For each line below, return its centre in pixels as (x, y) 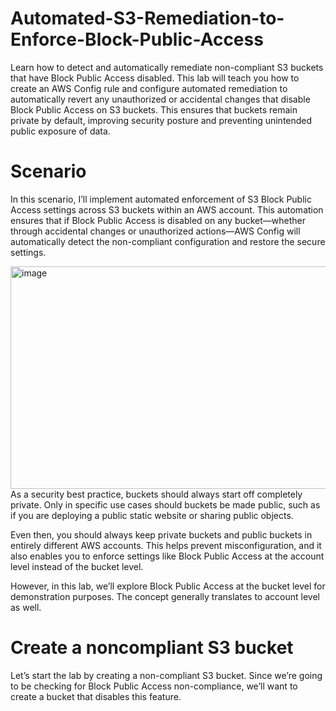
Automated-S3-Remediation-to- (147, 18)
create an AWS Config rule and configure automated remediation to (149, 88)
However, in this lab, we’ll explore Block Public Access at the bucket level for (168, 586)
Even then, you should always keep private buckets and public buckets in (161, 534)
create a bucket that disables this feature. (96, 696)
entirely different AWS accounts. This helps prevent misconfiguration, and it (166, 545)
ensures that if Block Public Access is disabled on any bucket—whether (158, 220)
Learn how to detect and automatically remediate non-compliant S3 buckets (167, 67)
